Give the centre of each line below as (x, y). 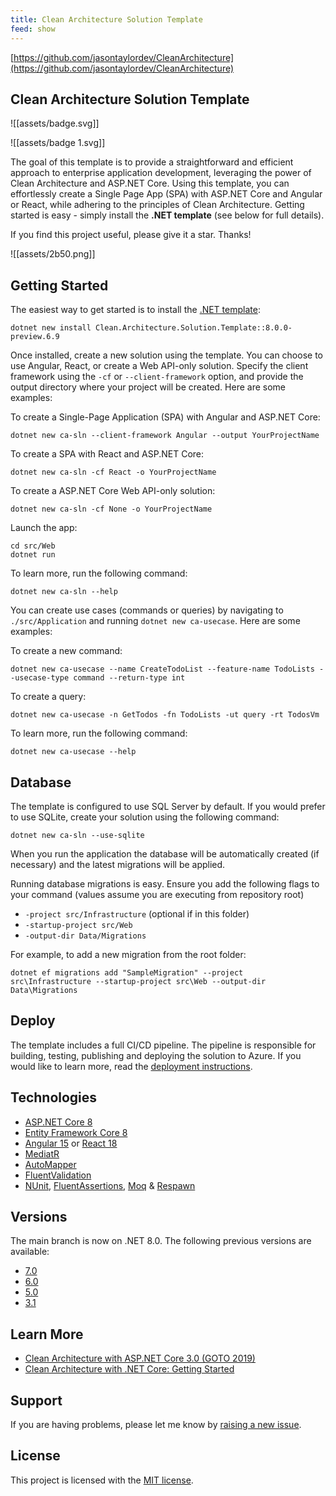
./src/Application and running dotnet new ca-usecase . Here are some (155, 621)
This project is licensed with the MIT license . (102, 1480)
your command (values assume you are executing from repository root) (157, 894)
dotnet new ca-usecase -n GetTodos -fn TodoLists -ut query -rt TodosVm (165, 715)
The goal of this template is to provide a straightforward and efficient (152, 162)
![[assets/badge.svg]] (55, 123)
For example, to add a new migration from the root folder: (128, 954)
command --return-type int (129, 678)
